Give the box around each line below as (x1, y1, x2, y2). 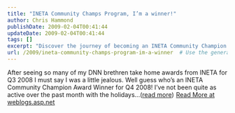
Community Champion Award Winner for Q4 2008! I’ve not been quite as (7, 83, 217, 91)
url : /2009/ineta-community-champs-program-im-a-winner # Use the (7, 50, 208, 56)
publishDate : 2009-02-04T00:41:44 (7, 23, 108, 30)
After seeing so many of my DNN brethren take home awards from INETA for (7, 68, 227, 77)
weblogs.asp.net (7, 98, 55, 106)
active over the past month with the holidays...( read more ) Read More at (7, 90, 215, 98)
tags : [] (7, 36, 33, 43)
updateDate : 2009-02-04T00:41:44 (7, 29, 105, 37)
